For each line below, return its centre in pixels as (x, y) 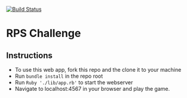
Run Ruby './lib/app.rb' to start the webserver (74, 82)
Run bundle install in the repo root (59, 76)
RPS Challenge (44, 33)
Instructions (29, 55)
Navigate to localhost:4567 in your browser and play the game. (92, 89)
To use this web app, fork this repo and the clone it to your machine (98, 70)
